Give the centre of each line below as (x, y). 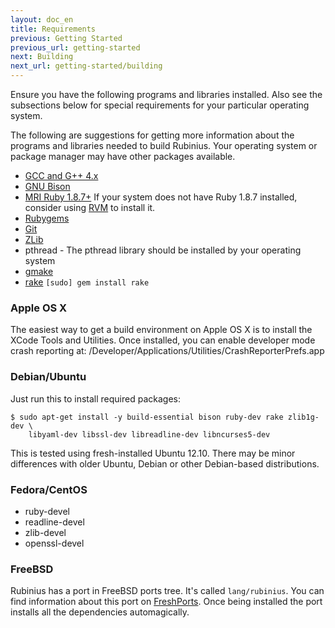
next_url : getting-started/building (86, 66)
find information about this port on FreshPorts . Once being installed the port (166, 602)
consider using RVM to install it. (90, 207)
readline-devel (54, 522)
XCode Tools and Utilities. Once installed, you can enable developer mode (163, 340)
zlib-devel (45, 532)
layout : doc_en (42, 19)
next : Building (42, 57)
